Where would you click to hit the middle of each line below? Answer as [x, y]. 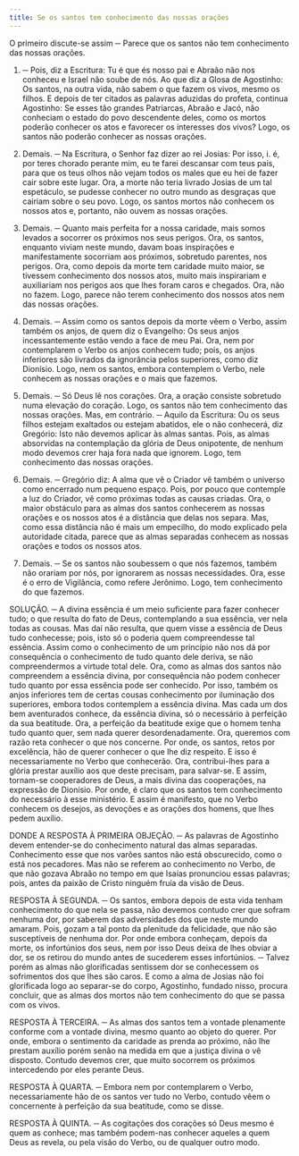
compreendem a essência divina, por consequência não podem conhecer [145, 675]
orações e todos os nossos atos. [82, 545]
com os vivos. [35, 1004]
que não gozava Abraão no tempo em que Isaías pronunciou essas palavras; [150, 873]
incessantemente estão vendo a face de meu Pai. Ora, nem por [138, 340]
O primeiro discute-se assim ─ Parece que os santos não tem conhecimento [149, 43]
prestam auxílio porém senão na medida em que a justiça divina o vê [135, 1051]
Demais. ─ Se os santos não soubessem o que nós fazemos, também [149, 563]
